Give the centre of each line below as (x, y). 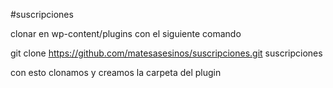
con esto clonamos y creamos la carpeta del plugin (116, 72)
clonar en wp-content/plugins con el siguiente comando (126, 33)
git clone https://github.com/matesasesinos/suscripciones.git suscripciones (166, 53)
